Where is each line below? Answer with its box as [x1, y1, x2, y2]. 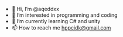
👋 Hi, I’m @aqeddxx [11, 6, 60, 12]
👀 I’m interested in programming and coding [11, 12, 118, 18]
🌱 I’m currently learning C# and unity [11, 18, 101, 24]
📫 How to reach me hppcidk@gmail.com [11, 24, 111, 31]
